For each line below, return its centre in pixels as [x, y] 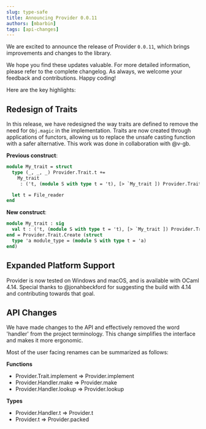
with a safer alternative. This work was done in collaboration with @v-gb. [99, 144]
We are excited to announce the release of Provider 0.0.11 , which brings [98, 47]
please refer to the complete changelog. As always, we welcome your [94, 72]
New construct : [27, 212]
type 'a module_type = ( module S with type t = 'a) [79, 241]
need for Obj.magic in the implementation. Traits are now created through [99, 131]
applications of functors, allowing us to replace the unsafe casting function [101, 137]
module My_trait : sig [35, 224]
